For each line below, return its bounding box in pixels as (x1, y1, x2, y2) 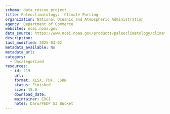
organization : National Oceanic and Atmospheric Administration (5, 17, 144, 22)
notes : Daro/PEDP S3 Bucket (14, 101, 73, 106)
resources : (5, 64, 28, 69)
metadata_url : (5, 49, 35, 54)
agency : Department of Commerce (5, 21, 73, 27)
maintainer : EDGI (14, 96, 51, 101)
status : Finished (14, 82, 51, 87)
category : (5, 54, 26, 60)
